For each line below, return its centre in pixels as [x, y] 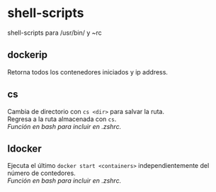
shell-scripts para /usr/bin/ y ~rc [55, 33]
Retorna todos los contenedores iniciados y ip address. [88, 72]
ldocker [24, 148]
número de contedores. [41, 173]
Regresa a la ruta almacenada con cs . [62, 119]
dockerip [28, 55]
